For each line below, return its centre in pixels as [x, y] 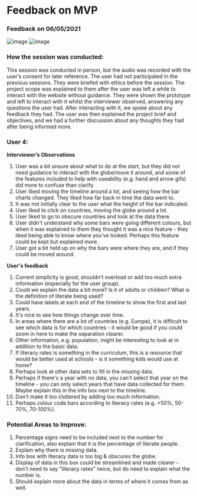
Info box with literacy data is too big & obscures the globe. [86, 456]
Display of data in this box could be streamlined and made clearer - [97, 463]
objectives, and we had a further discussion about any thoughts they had [96, 120]
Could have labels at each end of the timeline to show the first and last [101, 302]
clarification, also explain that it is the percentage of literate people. [97, 444]
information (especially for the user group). [68, 284]
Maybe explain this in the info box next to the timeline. [81, 391]
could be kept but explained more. [57, 242]
